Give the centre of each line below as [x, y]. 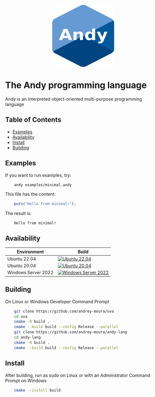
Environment [30, 252]
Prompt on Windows [26, 380]
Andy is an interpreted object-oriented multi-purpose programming [74, 99]
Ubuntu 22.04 [22, 259]
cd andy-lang [27, 338]
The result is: [19, 214]
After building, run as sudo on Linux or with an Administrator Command [78, 375]
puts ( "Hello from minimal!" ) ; [45, 204]
